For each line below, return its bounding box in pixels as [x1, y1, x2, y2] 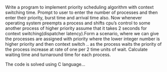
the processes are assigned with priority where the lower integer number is [5, 36, 160, 42]
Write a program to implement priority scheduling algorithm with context [5, 4, 154, 10]
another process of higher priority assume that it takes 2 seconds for [5, 25, 147, 31]
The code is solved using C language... [5, 62, 85, 67]
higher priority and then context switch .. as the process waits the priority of [5, 41, 162, 47]
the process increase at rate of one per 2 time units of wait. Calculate [5, 47, 148, 52]
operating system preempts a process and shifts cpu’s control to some [5, 20, 150, 26]
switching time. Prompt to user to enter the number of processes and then [5, 9, 158, 15]
